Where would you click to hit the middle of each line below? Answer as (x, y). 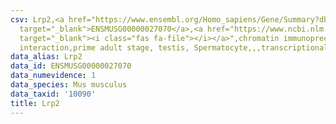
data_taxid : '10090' (53, 94)
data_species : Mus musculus (69, 85)
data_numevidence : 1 (53, 76)
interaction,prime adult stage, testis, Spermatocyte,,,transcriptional (174, 47)
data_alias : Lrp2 (46, 57)
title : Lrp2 (35, 103)
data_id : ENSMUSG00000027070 (71, 66)
